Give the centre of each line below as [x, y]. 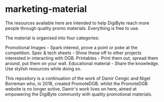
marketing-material [46, 9]
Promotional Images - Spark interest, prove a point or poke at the [71, 47]
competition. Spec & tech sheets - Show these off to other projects [73, 53]
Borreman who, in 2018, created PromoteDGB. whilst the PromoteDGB [77, 84]
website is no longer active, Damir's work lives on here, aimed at [71, 89]
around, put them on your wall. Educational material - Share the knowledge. [82, 63]
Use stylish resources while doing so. [43, 69]
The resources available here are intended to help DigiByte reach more [77, 23]
